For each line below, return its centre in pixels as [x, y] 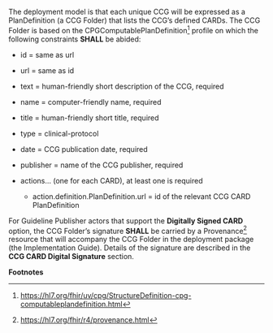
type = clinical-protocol [59, 133]
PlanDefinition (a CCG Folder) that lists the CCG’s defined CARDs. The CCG [134, 20]
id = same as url [47, 54]
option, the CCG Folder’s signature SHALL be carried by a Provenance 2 [128, 230]
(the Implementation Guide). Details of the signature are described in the [130, 248]
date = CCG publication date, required [84, 149]
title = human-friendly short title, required [90, 118]
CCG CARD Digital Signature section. [71, 257]
